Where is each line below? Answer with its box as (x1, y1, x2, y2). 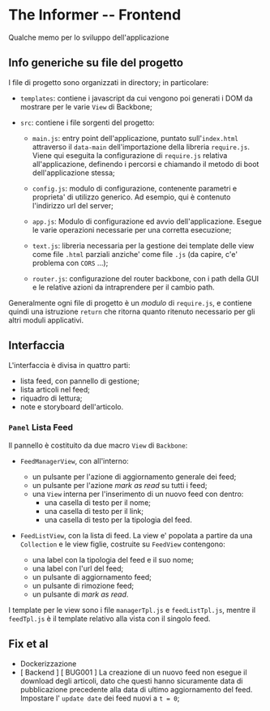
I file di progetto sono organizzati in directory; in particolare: (8, 77, 209, 87)
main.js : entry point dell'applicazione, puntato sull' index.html (32, 133, 239, 143)
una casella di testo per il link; (44, 506, 144, 516)
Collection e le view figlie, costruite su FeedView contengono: (19, 539, 225, 549)
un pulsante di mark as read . (32, 589, 129, 599)
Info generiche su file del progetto (8, 56, 184, 70)
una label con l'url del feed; (32, 563, 124, 573)
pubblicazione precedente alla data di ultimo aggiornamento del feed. (19, 684, 253, 694)
